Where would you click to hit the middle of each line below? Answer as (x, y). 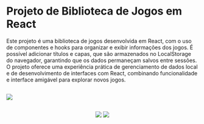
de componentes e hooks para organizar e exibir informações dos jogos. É (100, 47)
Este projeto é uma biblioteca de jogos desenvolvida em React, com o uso (99, 41)
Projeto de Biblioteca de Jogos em (94, 11)
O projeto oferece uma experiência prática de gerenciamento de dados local (102, 67)
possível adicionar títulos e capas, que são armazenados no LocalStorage (99, 53)
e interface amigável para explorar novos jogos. (66, 80)
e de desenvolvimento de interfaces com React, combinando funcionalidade (102, 73)
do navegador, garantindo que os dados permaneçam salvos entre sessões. (102, 60)
